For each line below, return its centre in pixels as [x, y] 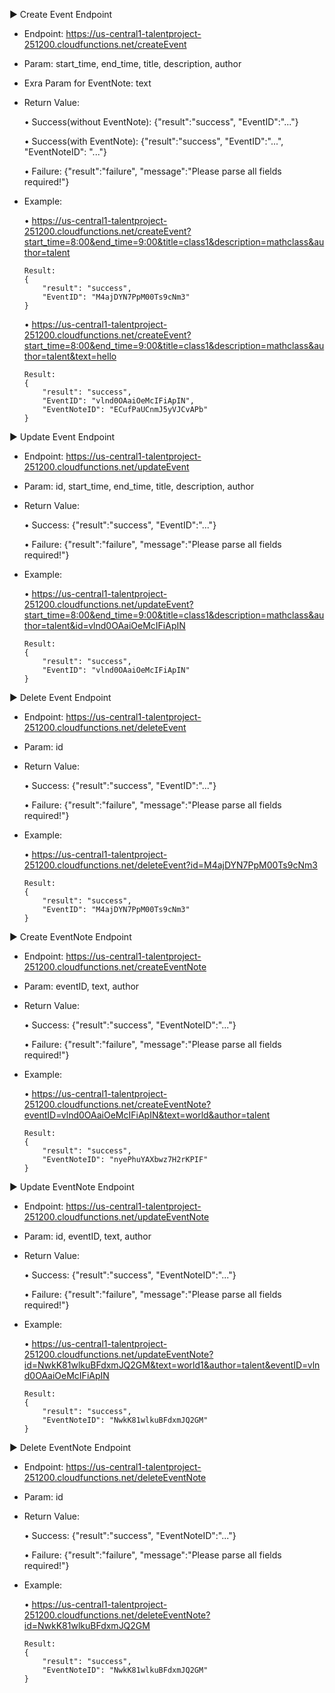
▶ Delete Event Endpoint [60, 697]
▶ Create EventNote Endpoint [70, 937]
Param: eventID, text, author [81, 986]
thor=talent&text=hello [70, 356]
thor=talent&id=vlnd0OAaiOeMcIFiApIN [104, 625]
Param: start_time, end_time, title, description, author [132, 63]
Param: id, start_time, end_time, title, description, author [139, 486]
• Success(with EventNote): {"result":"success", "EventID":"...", [153, 141]
